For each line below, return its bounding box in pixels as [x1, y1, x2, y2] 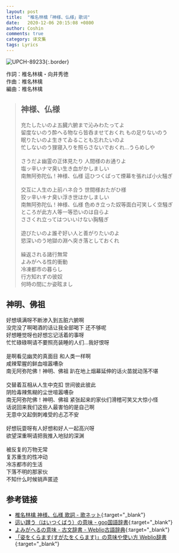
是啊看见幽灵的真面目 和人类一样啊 [6, 352, 91, 360]
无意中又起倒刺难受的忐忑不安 [6, 411, 79, 418]
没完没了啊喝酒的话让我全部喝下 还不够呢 [6, 323, 107, 331]
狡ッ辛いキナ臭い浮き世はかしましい [20, 193, 110, 200]
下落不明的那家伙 [6, 468, 48, 475]
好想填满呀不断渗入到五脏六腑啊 [6, 316, 84, 323]
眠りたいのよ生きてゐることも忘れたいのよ [20, 136, 125, 143]
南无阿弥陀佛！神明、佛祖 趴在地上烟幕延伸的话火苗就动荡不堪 [6, 367, 158, 375]
